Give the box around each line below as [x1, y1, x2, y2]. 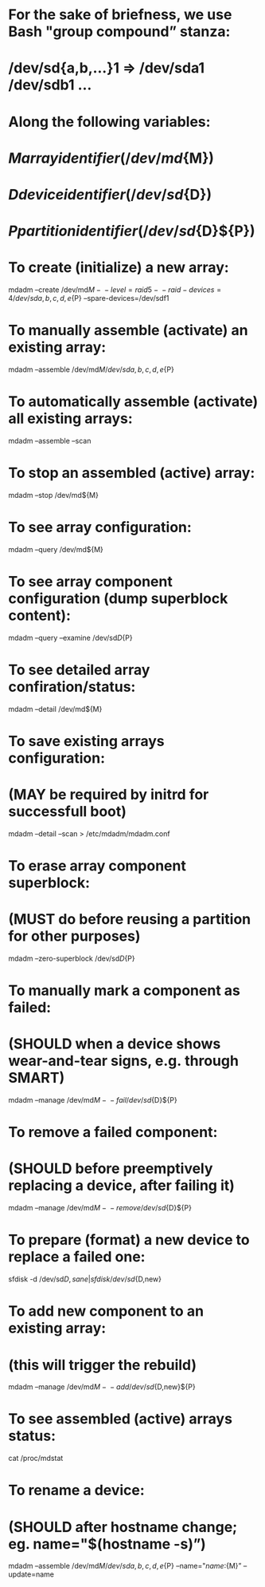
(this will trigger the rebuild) [8, 1356, 197, 1374]
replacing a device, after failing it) [8, 1177, 235, 1194]
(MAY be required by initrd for [8, 786, 209, 803]
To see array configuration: [8, 519, 193, 536]
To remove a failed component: [8, 1123, 218, 1142]
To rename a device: [8, 1482, 145, 1499]
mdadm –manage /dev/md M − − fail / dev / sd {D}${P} [8, 1096, 177, 1105]
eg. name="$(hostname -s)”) [8, 1534, 207, 1553]
